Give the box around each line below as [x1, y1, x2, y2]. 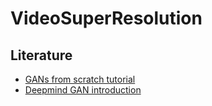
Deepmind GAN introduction [24, 84, 142, 96]
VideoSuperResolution [10, 7, 203, 30]
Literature [10, 47, 73, 64]
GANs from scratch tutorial [24, 73, 136, 85]
